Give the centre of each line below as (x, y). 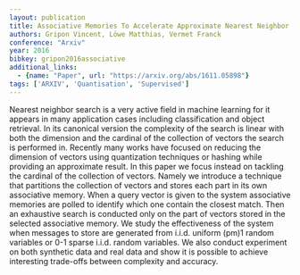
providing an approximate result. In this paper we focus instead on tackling (146, 166)
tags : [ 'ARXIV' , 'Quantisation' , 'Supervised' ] (100, 84)
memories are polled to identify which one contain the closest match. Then (147, 204)
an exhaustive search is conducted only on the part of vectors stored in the (147, 213)
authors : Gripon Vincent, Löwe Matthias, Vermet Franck (115, 34)
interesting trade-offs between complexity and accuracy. (114, 261)
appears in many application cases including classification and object (137, 119)
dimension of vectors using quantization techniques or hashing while (136, 156)
